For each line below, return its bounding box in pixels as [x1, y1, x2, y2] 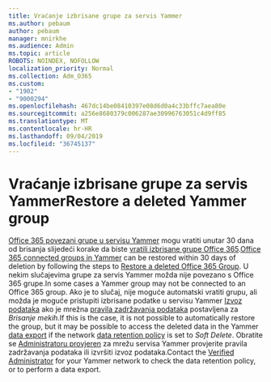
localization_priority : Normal [8, 65, 114, 73]
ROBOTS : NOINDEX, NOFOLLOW [8, 57, 100, 66]
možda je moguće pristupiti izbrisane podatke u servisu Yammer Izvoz [8, 296, 243, 306]
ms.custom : [8, 79, 45, 87]
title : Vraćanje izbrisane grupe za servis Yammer [8, 11, 183, 20]
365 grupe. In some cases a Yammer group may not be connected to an [8, 278, 247, 288]
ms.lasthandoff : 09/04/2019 [8, 132, 104, 140]
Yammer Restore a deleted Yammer [8, 192, 247, 210]
